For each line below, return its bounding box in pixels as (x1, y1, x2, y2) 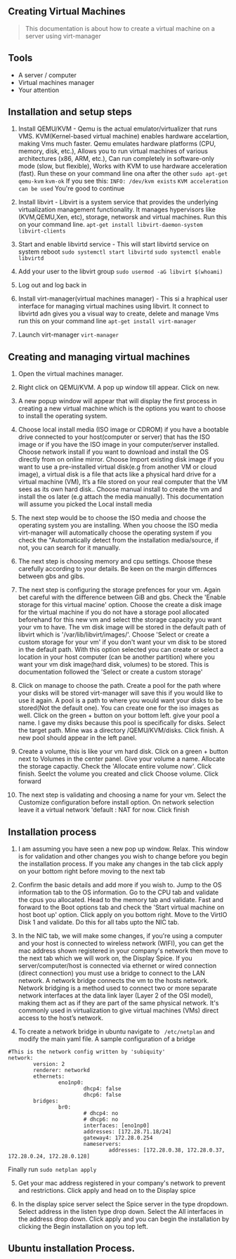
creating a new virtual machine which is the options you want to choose (18, 404, 226, 413)
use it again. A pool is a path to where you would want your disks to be (18, 696, 223, 705)
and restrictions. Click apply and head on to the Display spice (18, 1187, 196, 1195)
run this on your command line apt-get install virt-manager (18, 317, 197, 325)
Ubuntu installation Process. (8, 1243, 136, 1255)
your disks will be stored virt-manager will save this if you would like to (18, 689, 223, 698)
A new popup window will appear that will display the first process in (18, 397, 217, 405)
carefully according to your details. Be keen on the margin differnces (18, 565, 217, 573)
